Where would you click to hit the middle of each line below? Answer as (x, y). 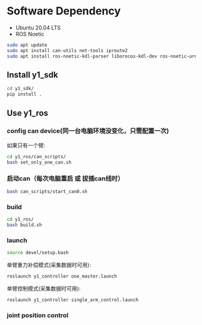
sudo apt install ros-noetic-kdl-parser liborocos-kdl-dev (82, 56)
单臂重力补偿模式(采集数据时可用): (49, 264)
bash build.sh (25, 225)
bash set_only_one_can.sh (39, 162)
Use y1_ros (28, 113)
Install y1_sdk (33, 75)
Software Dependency (64, 11)
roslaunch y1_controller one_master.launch (62, 276)
